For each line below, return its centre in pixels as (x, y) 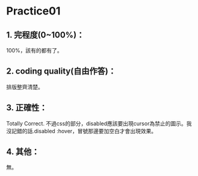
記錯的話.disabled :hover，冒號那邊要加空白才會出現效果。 (84, 131)
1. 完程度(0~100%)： (45, 35)
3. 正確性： (27, 108)
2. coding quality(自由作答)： (61, 71)
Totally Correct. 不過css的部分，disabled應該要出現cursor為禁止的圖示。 (96, 123)
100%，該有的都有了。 (35, 50)
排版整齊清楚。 (25, 87)
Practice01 (33, 11)
